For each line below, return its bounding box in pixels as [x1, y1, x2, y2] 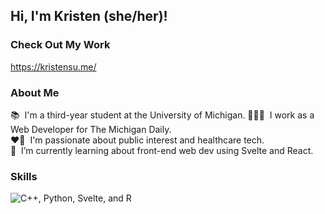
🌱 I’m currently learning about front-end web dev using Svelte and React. [10, 144, 314, 156]
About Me [10, 85, 60, 99]
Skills [10, 169, 38, 183]
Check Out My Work [10, 38, 111, 52]
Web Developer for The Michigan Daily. [10, 123, 172, 135]
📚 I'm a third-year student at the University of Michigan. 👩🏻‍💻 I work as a [10, 109, 315, 121]
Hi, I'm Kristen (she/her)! [10, 8, 168, 25]
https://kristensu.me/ [10, 60, 97, 73]
